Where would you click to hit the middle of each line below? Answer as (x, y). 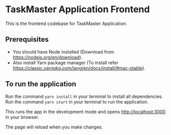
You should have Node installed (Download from (63, 51)
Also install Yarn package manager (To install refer (65, 63)
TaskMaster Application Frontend (78, 9)
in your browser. (22, 117)
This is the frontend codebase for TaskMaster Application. (66, 23)
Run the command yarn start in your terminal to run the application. (77, 102)
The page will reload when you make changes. (54, 127)
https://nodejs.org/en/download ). (48, 57)
